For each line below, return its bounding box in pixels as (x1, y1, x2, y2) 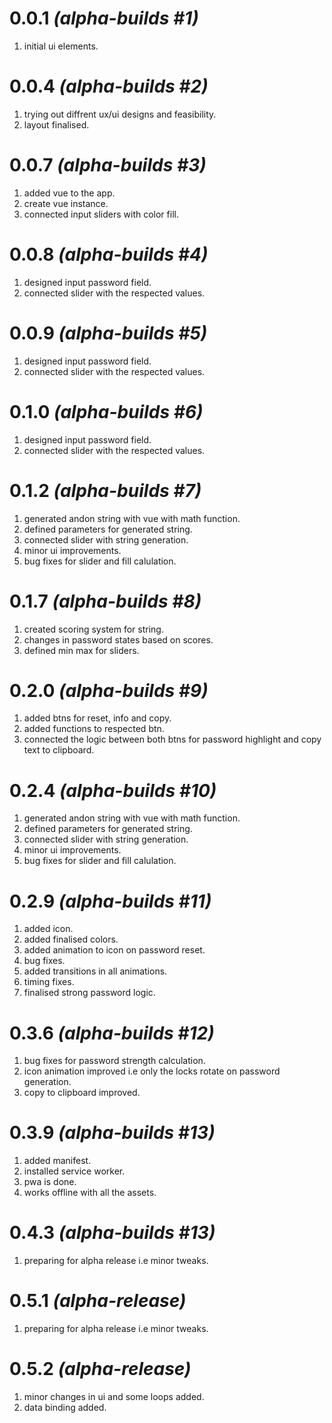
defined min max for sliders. (23, 644, 140, 656)
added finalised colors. (23, 933, 119, 946)
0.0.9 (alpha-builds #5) (9, 322, 208, 344)
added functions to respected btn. (23, 723, 165, 735)
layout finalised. (23, 118, 90, 131)
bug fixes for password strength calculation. (23, 1055, 206, 1067)
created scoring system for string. (23, 623, 164, 635)
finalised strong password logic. (23, 987, 156, 999)
